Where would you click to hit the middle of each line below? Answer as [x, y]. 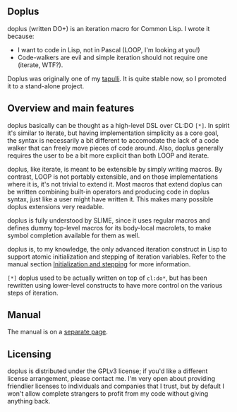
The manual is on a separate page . [57, 332]
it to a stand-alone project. [46, 86]
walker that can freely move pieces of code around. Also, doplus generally [115, 148]
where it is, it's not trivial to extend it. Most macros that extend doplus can [115, 184]
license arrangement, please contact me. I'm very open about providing [111, 379]
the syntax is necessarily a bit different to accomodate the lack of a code [113, 140]
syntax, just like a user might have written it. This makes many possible [110, 199]
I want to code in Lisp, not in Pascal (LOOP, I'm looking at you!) [109, 49]
